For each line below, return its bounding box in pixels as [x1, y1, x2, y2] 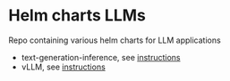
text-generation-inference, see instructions [21, 52, 181, 62]
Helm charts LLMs [8, 5, 147, 26]
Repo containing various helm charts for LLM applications [8, 35, 221, 45]
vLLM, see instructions [21, 61, 106, 72]
